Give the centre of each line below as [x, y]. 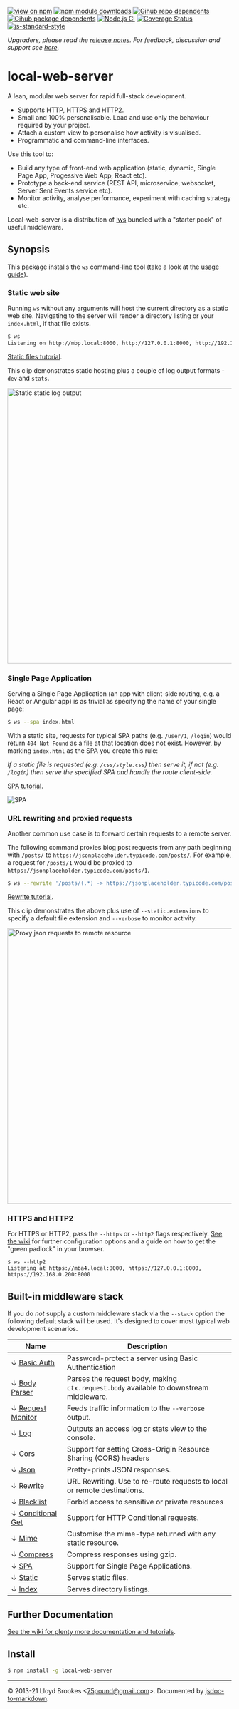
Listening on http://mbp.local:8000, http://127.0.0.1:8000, [100, 343]
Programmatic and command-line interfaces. [83, 140]
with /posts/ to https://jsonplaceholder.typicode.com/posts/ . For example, [119, 855]
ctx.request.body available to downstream [138, 1388]
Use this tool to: [30, 154]
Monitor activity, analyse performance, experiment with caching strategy [124, 198]
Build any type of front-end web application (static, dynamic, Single [116, 168]
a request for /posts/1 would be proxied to [70, 863]
